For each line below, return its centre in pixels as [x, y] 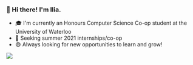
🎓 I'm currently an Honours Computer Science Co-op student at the [101, 23]
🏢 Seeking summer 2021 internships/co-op [69, 38]
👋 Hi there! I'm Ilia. [34, 10]
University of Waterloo [43, 32]
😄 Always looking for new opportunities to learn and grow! [89, 45]
